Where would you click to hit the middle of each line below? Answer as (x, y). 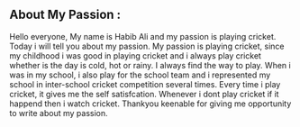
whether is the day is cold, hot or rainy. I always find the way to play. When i (150, 65)
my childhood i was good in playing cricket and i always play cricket (135, 55)
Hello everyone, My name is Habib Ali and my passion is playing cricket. (143, 36)
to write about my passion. (59, 113)
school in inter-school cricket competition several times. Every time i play (145, 84)
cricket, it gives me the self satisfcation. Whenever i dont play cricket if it (144, 94)
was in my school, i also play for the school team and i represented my (140, 75)
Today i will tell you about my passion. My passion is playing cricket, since (147, 46)
